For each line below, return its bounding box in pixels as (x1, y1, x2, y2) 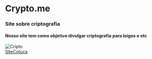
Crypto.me (5, 3, 50, 14)
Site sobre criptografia (5, 21, 60, 28)
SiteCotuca (5, 49, 28, 55)
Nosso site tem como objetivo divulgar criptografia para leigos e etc (5, 32, 147, 38)
